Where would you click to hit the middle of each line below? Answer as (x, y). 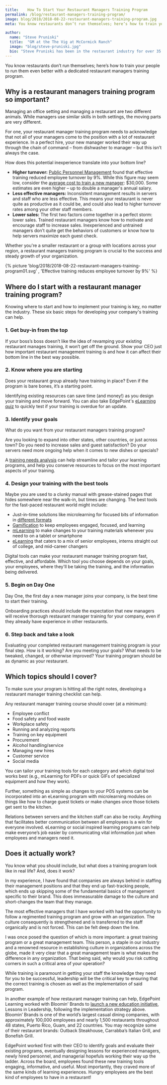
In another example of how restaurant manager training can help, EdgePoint (83, 999)
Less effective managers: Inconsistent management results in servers (84, 194)
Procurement (26, 740)
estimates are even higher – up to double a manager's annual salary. (82, 188)
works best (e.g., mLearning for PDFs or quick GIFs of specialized (73, 776)
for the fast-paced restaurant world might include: (56, 505)
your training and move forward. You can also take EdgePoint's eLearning (81, 401)
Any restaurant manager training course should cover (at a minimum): (76, 703)
